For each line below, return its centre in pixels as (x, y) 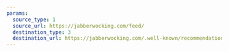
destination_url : (37, 38)
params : (17, 13)
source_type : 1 (34, 20)
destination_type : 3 (42, 32)
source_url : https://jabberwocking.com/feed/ (79, 26)
